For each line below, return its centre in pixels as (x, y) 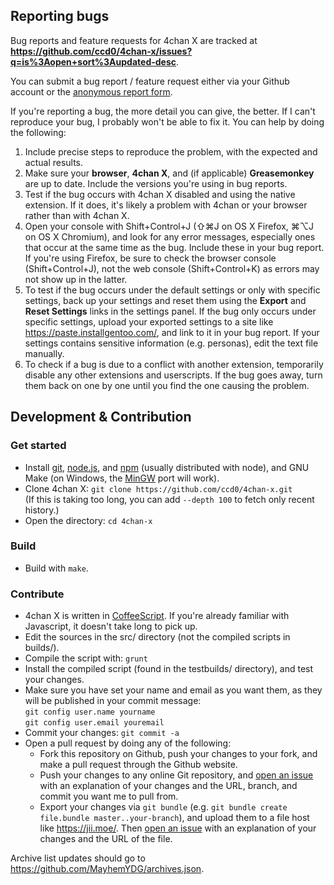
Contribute (37, 594)
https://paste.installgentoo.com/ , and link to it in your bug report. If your (172, 332)
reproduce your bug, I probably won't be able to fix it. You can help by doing (167, 121)
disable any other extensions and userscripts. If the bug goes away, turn (173, 375)
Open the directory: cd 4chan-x (88, 520)
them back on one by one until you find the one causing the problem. (167, 385)
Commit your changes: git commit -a (102, 733)
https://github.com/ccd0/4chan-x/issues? (101, 51)
